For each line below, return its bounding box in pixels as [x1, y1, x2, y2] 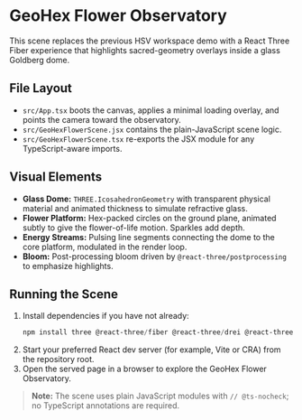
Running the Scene [9, 286, 119, 302]
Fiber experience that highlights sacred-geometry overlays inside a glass [9, 44, 281, 55]
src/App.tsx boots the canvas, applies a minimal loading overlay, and [22, 105, 279, 116]
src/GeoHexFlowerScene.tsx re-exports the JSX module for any [22, 133, 255, 145]
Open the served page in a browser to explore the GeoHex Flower [22, 363, 268, 375]
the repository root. [22, 354, 95, 365]
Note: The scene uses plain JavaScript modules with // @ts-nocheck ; [31, 390, 289, 402]
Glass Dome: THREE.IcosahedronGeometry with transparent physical [22, 193, 270, 204]
